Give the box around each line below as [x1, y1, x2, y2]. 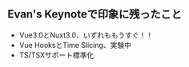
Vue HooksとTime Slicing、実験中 [18, 40, 131, 49]
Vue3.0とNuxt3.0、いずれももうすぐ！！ [18, 30, 154, 40]
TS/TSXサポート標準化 [18, 50, 94, 60]
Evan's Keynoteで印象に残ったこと [7, 7, 182, 22]
